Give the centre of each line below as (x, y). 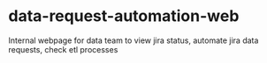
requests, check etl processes (63, 49)
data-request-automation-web (124, 16)
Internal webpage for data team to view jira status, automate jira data (133, 40)
